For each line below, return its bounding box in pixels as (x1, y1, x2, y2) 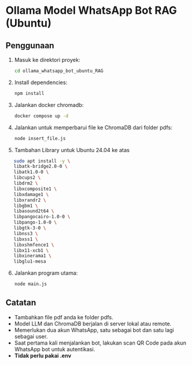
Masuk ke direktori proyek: (14, 57, 80, 63)
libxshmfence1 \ (13, 242, 55, 248)
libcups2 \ (13, 175, 41, 181)
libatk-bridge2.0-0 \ (13, 164, 68, 170)
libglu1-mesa (13, 259, 46, 265)
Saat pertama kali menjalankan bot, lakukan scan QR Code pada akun (14, 339, 187, 346)
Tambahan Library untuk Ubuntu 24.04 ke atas (14, 146, 130, 153)
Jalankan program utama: (14, 269, 78, 277)
